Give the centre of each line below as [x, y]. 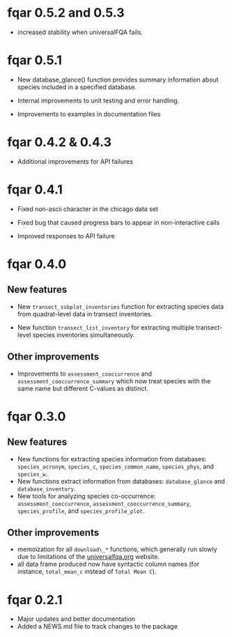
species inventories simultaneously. [84, 335]
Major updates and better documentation [76, 619]
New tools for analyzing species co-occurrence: [86, 496]
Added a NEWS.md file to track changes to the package [97, 627]
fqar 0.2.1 [35, 600]
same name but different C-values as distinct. [83, 388]
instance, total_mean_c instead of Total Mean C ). [87, 571]
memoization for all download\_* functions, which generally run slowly [117, 549]
